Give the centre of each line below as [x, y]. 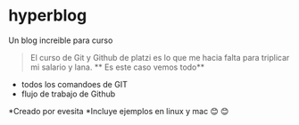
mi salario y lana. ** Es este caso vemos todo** [117, 67]
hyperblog [48, 16]
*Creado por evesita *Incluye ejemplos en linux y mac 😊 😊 [119, 111]
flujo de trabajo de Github [68, 94]
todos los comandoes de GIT [75, 84]
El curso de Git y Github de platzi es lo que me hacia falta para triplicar [160, 57]
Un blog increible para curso [61, 40]
